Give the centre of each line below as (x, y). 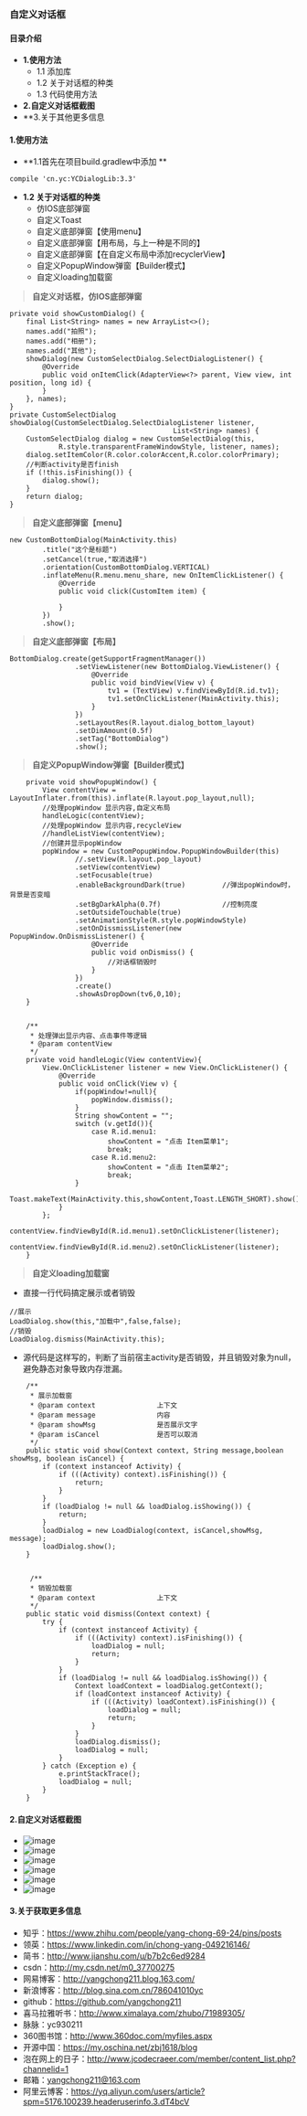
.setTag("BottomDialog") (122, 739)
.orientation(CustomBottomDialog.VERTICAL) (126, 568)
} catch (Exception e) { (90, 1766)
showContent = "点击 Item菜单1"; (169, 1142)
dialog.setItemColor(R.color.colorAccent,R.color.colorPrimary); (153, 455)
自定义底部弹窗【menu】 (79, 523)
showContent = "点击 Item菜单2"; (169, 1167)
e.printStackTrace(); (100, 1774)
